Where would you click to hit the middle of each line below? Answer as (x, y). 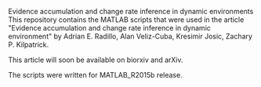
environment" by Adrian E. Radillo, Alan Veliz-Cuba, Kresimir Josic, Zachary (130, 36)
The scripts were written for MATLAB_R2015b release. (95, 75)
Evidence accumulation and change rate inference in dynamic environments (131, 11)
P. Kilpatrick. (29, 45)
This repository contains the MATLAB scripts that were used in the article (126, 20)
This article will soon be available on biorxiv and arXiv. (96, 60)
